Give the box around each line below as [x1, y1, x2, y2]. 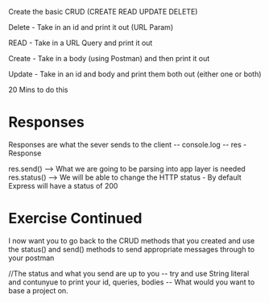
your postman [8, 253, 55, 263]
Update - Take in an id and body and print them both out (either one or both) [8, 69, 262, 79]
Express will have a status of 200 [8, 181, 118, 190]
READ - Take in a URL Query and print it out [8, 38, 153, 48]
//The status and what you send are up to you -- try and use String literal [8, 268, 250, 278]
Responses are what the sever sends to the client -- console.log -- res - [8, 139, 247, 149]
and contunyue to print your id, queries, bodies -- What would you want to [8, 277, 255, 287]
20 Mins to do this [8, 85, 68, 94]
